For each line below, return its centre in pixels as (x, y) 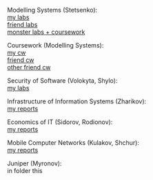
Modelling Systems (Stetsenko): (52, 10)
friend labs (22, 24)
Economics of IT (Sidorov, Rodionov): (60, 122)
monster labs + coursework (46, 32)
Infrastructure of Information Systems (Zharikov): (77, 101)
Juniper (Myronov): (34, 163)
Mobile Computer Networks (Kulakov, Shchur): (73, 143)
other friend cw (29, 67)
